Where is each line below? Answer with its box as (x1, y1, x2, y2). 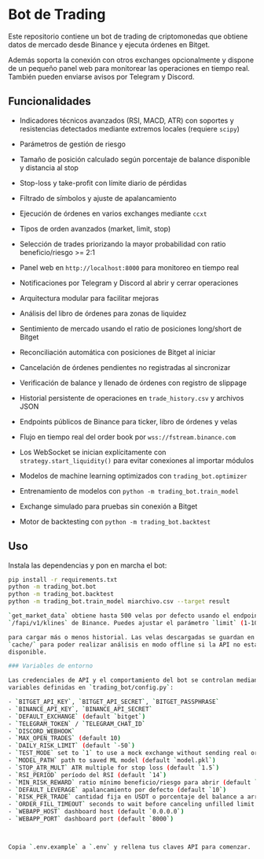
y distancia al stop (19, 163, 79, 172)
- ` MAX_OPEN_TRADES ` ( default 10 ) (8, 735, 122, 742)
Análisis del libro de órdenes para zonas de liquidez (19, 309, 187, 318)
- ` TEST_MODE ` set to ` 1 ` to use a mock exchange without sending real (8, 750, 247, 757)
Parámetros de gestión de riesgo (19, 139, 126, 149)
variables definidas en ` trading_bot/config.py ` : (8, 683, 174, 692)
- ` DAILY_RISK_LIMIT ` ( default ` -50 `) (8, 742, 135, 750)
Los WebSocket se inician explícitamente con (19, 447, 167, 457)
